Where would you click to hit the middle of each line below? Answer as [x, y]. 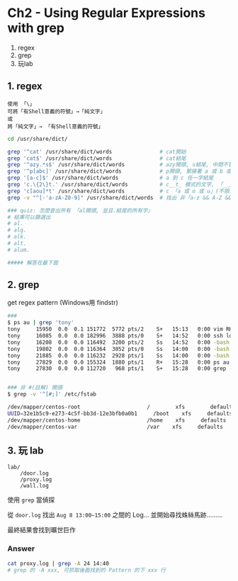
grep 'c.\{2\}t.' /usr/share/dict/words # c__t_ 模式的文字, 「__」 [121, 185]
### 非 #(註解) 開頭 [35, 388]
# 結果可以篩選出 [29, 217]
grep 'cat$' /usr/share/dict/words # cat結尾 [97, 158]
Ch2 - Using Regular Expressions [106, 13]
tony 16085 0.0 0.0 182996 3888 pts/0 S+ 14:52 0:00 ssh [115, 336]
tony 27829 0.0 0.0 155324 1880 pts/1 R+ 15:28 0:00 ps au [119, 362]
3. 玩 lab [25, 450]
